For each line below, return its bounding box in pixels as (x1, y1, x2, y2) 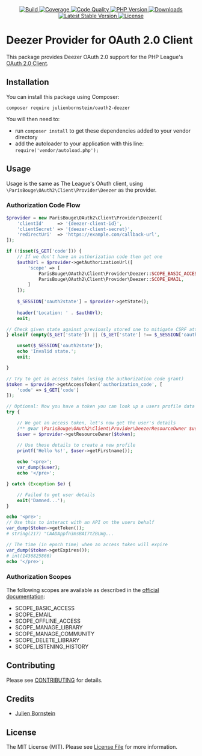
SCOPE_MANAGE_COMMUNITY (14, 630, 95, 637)
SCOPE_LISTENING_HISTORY (14, 643, 89, 650)
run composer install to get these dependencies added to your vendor (14, 127, 191, 134)
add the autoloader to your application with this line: (14, 140, 144, 147)
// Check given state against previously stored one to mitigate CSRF (6, 326, 187, 332)
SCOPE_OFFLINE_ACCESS (14, 617, 81, 625)
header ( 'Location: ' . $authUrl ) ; (17, 310, 103, 316)
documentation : (6, 593, 46, 600)
